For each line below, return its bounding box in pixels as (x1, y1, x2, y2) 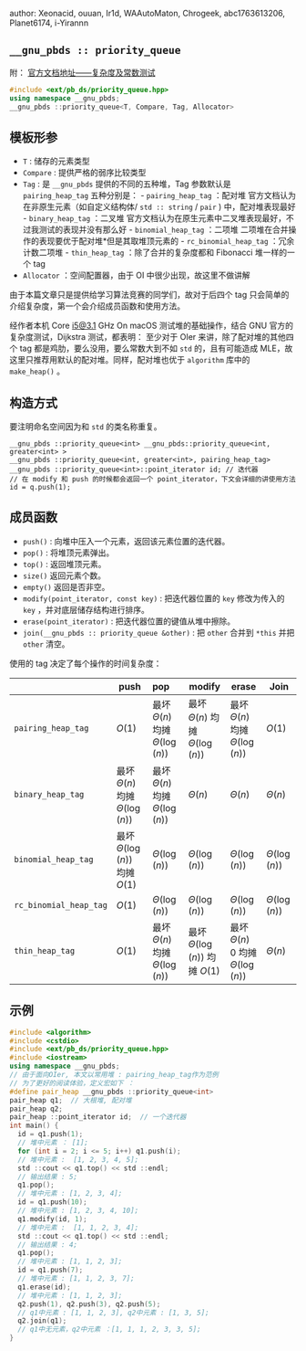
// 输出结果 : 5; (17, 1172, 78, 1181)
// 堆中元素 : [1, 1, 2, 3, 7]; (17, 1274, 135, 1283)
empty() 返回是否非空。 (22, 581, 110, 592)
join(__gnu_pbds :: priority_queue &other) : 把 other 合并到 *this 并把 (22, 627, 295, 638)
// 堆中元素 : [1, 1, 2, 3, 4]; (17, 1223, 139, 1232)
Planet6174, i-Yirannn (9, 17, 89, 28)
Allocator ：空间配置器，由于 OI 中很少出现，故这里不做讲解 (22, 269, 250, 281)
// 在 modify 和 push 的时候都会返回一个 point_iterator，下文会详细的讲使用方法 (9, 475, 296, 484)
